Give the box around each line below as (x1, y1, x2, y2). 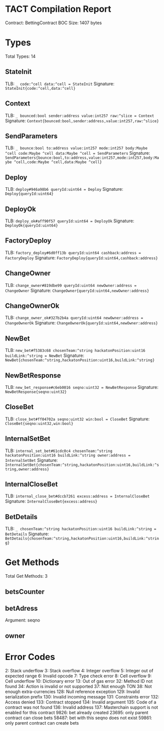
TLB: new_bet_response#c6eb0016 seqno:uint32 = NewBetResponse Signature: (5, 384, 159, 390)
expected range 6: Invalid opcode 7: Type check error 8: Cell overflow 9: (5, 673, 152, 679)
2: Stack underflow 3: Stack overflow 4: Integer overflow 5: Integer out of (5, 667, 154, 673)
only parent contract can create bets (5, 720, 79, 726)
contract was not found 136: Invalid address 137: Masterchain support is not (5, 704, 158, 710)
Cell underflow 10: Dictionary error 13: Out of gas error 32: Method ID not (5, 678, 153, 684)
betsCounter (5, 588, 45, 596)
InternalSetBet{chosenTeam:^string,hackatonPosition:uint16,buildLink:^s (5, 462, 160, 467)
